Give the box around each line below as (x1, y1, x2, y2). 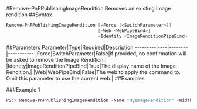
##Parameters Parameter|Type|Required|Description (6, 44, 134, 51)
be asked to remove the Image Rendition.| (6, 56, 107, 63)
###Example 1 (6, 86, 40, 93)
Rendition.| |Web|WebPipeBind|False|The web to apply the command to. (6, 68, 181, 75)
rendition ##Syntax (6, 11, 53, 18)
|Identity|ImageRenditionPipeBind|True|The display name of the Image (6, 62, 176, 69)
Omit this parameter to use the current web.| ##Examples (6, 75, 145, 82)
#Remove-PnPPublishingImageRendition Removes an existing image (6, 5, 171, 12)
